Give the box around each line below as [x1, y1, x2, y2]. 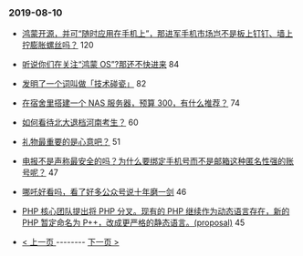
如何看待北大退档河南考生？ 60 [21, 117, 139, 128]
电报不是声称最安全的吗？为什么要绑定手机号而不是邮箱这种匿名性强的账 [21, 156, 294, 167]
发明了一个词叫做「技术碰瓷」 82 [21, 78, 147, 89]
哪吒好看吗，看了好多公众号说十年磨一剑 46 [21, 187, 187, 198]
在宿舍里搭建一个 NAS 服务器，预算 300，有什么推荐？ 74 [21, 97, 241, 108]
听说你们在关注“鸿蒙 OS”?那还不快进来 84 [21, 59, 180, 70]
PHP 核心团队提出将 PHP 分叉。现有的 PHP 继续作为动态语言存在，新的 [21, 206, 290, 217]
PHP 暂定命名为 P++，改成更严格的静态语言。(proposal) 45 [21, 217, 246, 229]
